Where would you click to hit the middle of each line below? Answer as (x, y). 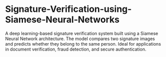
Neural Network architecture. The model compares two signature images (80, 39)
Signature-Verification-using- (69, 9)
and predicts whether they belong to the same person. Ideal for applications (83, 44)
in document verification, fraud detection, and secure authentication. (76, 49)
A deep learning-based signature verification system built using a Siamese (82, 33)
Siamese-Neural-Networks (62, 20)
